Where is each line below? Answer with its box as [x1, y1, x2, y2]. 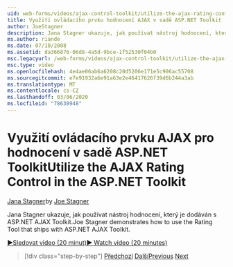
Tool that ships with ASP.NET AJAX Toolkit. [7, 225, 130, 233]
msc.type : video [7, 62, 54, 68]
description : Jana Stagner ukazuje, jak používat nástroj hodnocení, [7, 29, 213, 37]
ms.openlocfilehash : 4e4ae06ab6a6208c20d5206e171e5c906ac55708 [7, 68, 194, 75]
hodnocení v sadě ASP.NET [7, 145, 169, 160]
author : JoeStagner [7, 23, 64, 30]
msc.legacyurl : [7, 55, 51, 62]
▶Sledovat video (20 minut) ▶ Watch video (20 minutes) [7, 238, 168, 246]
